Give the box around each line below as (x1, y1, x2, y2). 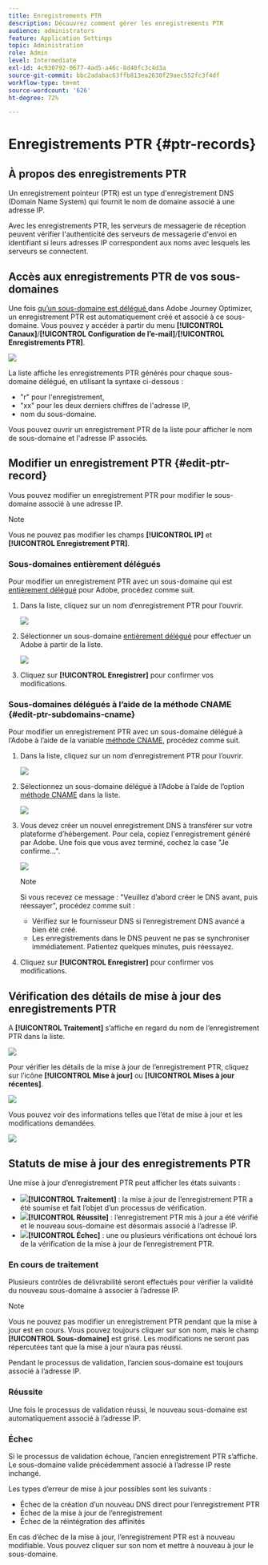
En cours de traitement (8, 1260, 99, 1271)
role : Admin (8, 49, 48, 57)
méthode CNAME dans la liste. (19, 791, 121, 800)
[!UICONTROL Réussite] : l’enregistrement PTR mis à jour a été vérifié (27, 1212, 258, 1223)
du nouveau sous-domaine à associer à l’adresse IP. (8, 1286, 180, 1296)
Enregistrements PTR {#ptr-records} (8, 135, 257, 153)
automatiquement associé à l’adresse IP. (8, 1413, 142, 1423)
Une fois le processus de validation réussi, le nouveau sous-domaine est (8, 1405, 248, 1414)
